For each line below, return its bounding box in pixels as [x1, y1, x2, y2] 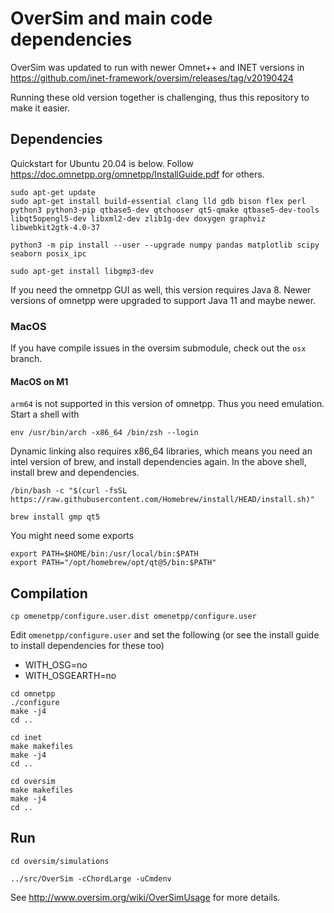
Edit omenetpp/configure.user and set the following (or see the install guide [10, 629, 320, 641]
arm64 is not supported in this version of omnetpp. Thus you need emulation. [10, 398, 325, 410]
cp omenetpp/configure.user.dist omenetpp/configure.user [10, 612, 257, 622]
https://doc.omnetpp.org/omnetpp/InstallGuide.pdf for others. [10, 168, 265, 180]
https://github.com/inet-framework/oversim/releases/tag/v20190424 [10, 72, 294, 84]
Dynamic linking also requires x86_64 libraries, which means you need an [10, 445, 313, 457]
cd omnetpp [10, 689, 56, 699]
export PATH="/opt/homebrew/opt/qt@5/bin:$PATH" [10, 558, 217, 568]
